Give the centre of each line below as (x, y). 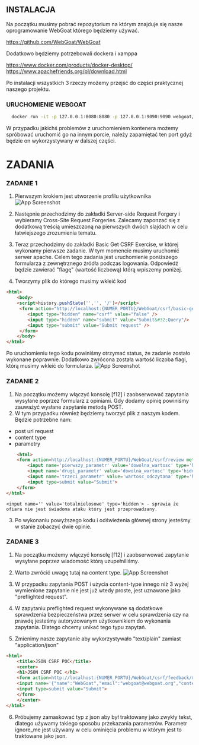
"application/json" (37, 645)
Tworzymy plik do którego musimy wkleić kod (70, 281)
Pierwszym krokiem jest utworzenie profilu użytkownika (83, 196)
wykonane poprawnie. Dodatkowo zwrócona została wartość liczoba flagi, (97, 359)
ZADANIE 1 (22, 184)
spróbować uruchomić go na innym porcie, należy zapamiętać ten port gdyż (99, 134)
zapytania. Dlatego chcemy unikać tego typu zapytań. (81, 627)
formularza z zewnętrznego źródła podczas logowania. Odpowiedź (97, 263)
